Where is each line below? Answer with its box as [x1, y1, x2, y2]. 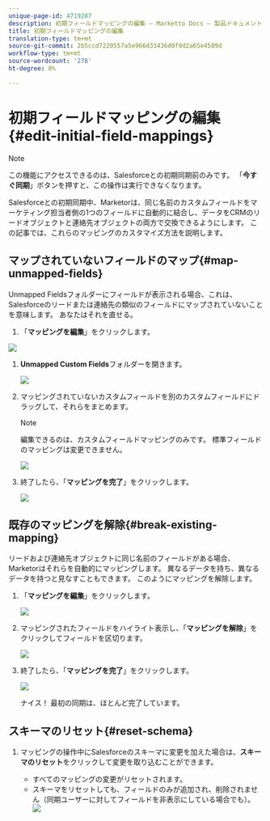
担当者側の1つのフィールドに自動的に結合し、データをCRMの [49, 207, 254, 217]
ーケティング [8, 207, 51, 217]
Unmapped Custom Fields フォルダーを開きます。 [19, 359, 187, 369]
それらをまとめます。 [61, 401, 133, 411]
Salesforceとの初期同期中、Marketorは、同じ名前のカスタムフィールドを [8, 197, 251, 207]
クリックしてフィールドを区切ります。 [19, 633, 147, 643]
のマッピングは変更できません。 [19, 444, 127, 454]
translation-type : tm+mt [8, 34, 92, 43]
